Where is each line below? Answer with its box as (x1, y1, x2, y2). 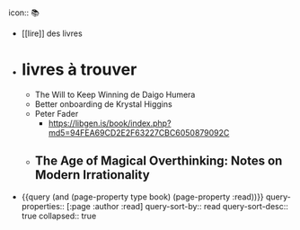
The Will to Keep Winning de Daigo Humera (34, 89, 196, 100)
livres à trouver (21, 59, 137, 80)
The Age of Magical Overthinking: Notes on (34, 154, 283, 169)
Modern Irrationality (34, 167, 150, 182)
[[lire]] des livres (21, 28, 83, 39)
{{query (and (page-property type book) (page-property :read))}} (21, 191, 264, 202)
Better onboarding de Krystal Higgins (34, 98, 172, 110)
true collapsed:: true (21, 210, 97, 221)
